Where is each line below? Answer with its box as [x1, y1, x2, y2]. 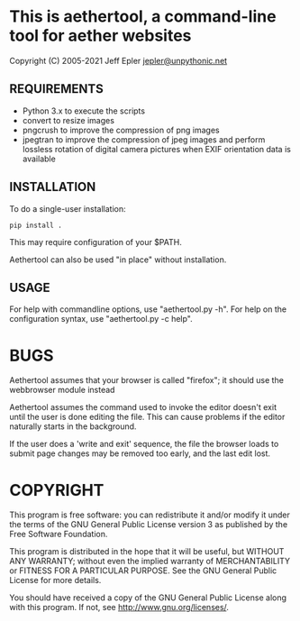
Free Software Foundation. [9, 529, 108, 540]
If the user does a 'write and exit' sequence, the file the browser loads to [9, 439, 279, 450]
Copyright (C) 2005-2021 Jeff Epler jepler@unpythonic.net [9, 55, 228, 66]
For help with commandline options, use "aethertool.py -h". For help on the [9, 304, 286, 315]
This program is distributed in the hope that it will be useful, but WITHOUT [9, 546, 285, 557]
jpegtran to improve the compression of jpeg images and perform [22, 133, 266, 145]
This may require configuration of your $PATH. [9, 236, 182, 247]
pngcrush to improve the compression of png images [22, 124, 220, 135]
